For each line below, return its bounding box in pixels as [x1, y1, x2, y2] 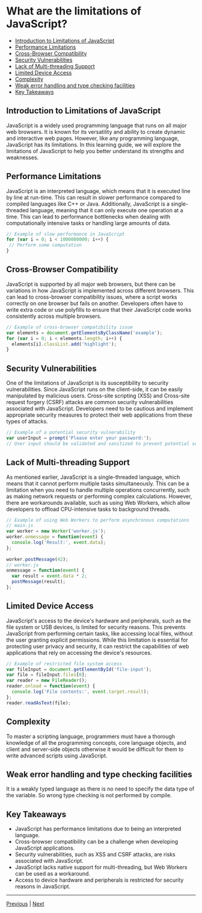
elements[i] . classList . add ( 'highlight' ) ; [11, 341, 117, 347]
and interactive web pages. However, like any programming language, [6, 134, 179, 142]
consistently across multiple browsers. [6, 312, 102, 320]
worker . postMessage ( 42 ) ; [6, 556, 69, 562]
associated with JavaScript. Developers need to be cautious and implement [6, 405, 194, 412]
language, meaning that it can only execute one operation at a [29, 206, 183, 213]
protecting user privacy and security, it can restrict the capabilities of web [6, 642, 189, 649]
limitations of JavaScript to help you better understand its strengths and [6, 147, 185, 154]
